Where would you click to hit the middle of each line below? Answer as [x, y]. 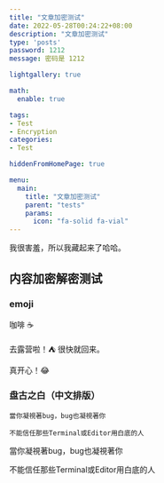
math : [19, 91]
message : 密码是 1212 [47, 59]
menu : [19, 180]
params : [39, 213]
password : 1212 [37, 51]
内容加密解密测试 [56, 278]
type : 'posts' [35, 42]
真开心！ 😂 [30, 370]
